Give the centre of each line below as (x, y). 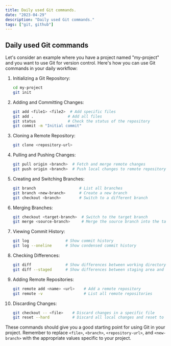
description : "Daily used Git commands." (50, 19)
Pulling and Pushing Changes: (44, 155)
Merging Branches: (33, 208)
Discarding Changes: (35, 303)
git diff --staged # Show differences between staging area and (88, 270)
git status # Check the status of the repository (81, 121)
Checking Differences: (36, 256)
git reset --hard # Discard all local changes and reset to (88, 318)
